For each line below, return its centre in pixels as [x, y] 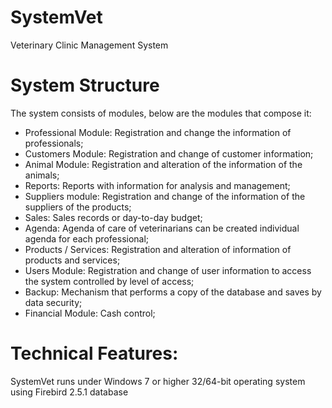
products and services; [72, 260]
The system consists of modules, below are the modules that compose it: [161, 113]
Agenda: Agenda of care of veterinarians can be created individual [162, 228]
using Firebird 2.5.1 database [69, 392]
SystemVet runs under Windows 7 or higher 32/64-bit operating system [158, 381]
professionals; [54, 143]
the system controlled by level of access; [109, 281]
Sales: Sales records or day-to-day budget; [113, 217]
